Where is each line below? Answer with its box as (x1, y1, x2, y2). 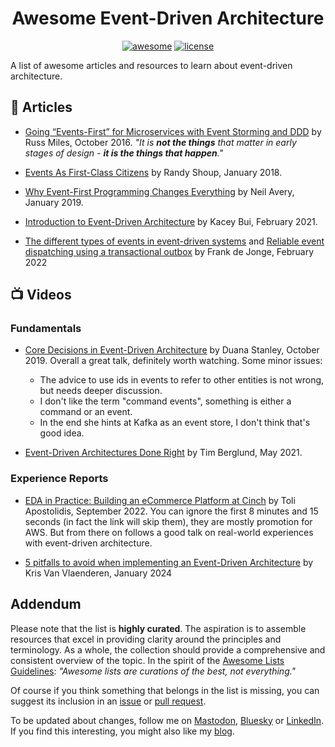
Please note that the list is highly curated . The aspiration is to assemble (10, 622, 307, 634)
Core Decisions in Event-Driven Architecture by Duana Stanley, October (24, 344, 320, 356)
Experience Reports (10, 472, 109, 486)
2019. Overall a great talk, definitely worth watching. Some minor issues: (24, 355, 323, 367)
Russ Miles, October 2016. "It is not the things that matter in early (24, 136, 297, 148)
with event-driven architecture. (24, 537, 153, 549)
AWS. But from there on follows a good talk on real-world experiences (24, 526, 314, 538)
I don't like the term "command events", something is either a (39, 395, 292, 407)
